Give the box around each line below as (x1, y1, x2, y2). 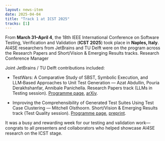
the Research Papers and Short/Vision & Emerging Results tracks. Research (5, 50, 160, 56)
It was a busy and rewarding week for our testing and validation (5, 120, 135, 126)
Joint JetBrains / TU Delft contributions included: (5, 65, 105, 71)
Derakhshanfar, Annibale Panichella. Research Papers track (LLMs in (12, 85, 153, 91)
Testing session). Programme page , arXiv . (12, 90, 98, 96)
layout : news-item (5, 7, 43, 12)
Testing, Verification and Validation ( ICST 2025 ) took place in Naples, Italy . (5, 40, 159, 46)
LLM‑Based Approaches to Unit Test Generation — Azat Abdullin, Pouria (12, 80, 160, 86)
